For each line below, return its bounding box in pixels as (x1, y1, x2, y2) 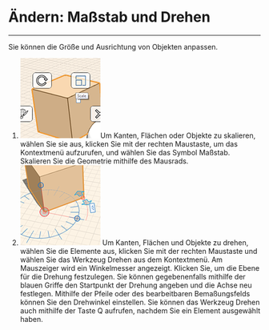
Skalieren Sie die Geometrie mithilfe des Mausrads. (19, 156, 189, 166)
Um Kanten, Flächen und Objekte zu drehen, (102, 237, 249, 247)
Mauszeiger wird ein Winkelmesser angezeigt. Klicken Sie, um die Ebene (19, 263, 260, 272)
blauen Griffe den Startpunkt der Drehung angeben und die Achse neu (19, 280, 252, 290)
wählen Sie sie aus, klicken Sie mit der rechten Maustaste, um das (19, 139, 239, 148)
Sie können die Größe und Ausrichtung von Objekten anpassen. (8, 42, 219, 51)
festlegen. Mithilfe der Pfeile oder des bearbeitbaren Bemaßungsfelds (19, 288, 251, 298)
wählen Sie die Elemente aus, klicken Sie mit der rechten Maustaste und (19, 246, 258, 256)
